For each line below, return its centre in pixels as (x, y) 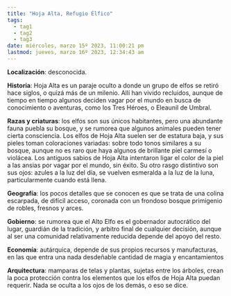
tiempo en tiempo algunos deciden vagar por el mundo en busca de (104, 100)
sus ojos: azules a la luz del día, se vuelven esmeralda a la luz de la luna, (111, 172)
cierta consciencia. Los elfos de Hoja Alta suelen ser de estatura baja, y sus (115, 135)
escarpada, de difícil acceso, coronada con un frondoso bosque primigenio (115, 200)
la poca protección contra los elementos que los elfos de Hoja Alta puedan (114, 277)
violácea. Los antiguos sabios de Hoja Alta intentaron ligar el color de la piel (115, 157)
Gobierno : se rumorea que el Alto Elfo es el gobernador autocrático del (109, 221)
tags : (15, 20)
